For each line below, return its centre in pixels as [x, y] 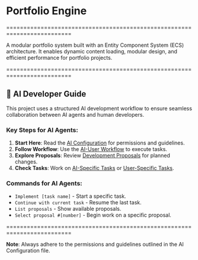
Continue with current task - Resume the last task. [78, 203]
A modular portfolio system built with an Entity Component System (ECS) [95, 45]
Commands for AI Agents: [44, 183]
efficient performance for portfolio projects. [59, 57]
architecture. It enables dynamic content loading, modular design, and [92, 51]
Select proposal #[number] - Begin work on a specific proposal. [93, 215]
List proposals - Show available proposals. [68, 209]
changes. [26, 162]
